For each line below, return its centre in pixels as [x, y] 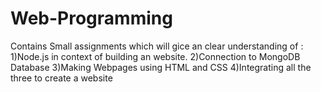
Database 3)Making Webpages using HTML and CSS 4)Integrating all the [161, 67]
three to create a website [61, 78]
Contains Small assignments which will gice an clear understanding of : [157, 46]
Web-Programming [91, 18]
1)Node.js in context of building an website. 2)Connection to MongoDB [155, 56]
